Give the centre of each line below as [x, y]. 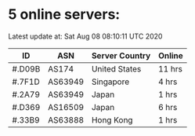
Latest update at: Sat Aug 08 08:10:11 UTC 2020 [85, 36]
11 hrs [170, 68]
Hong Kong [112, 119]
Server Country [121, 55]
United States [116, 68]
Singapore [110, 82]
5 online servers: [64, 15]
